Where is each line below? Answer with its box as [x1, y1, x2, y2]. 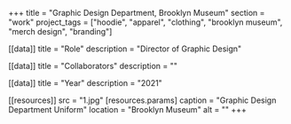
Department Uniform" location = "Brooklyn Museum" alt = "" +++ [8, 105, 248, 114]
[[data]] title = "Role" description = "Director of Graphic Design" [8, 43, 242, 54]
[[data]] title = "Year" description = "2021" [8, 78, 163, 88]
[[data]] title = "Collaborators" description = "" [8, 61, 178, 71]
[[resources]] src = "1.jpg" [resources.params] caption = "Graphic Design [8, 95, 277, 105]
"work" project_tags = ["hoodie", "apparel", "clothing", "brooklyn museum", [8, 17, 283, 27]
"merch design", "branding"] [8, 27, 113, 36]
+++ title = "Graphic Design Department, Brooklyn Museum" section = [8, 8, 265, 18]
